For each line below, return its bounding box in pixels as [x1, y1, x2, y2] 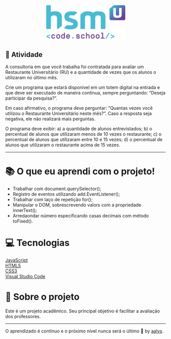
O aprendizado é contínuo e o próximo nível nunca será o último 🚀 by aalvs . [5, 328, 164, 334]
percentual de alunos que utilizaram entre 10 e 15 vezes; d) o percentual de [5, 137, 163, 143]
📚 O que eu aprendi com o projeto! [5, 165, 155, 177]
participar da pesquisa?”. [5, 95, 58, 101]
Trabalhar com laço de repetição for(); [12, 197, 93, 203]
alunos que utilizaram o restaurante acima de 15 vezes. [5, 142, 121, 148]
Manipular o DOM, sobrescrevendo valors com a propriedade [12, 202, 141, 208]
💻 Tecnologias [5, 237, 70, 249]
